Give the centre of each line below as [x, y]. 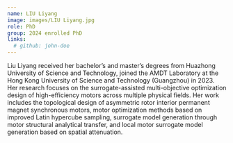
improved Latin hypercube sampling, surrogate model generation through [112, 117]
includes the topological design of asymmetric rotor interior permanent [109, 102]
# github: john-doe [42, 46]
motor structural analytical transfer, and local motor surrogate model [105, 125]
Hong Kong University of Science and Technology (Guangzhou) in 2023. [111, 80]
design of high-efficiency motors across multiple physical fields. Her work [113, 95]
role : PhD [22, 26]
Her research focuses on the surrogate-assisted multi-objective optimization [117, 88]
